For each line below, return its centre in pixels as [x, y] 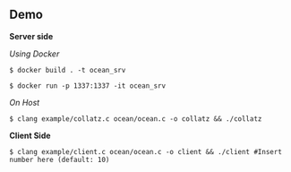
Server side [31, 36]
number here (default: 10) [60, 159]
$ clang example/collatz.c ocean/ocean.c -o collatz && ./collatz [136, 119]
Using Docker [34, 54]
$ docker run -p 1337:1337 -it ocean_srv [88, 86]
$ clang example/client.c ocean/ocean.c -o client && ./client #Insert [145, 151]
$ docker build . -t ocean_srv [68, 70]
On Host [25, 102]
